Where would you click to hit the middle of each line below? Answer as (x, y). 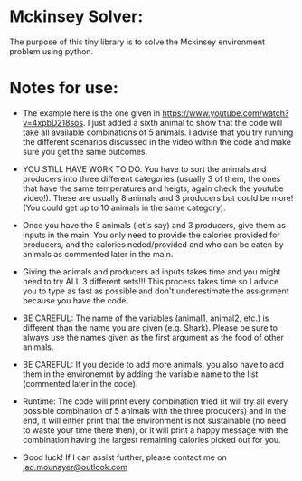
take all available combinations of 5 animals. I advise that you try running (158, 132)
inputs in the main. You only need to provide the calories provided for (151, 235)
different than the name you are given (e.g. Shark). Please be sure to (150, 327)
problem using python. (52, 51)
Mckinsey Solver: (76, 17)
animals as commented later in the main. (98, 254)
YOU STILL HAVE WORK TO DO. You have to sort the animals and (144, 168)
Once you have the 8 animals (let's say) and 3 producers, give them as (154, 225)
